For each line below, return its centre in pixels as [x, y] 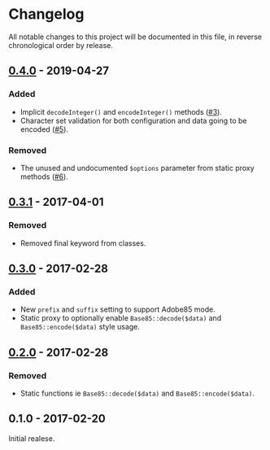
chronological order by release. [61, 45]
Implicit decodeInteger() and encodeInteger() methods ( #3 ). [121, 111]
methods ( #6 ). [44, 177]
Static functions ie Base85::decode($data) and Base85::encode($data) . [137, 393]
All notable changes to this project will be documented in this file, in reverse [135, 37]
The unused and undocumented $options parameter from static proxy [137, 168]
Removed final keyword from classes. [83, 243]
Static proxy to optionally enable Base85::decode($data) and [121, 318]
